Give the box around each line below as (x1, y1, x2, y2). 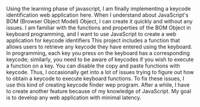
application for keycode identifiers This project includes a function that (6, 37, 180, 44)
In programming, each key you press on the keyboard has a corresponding (6, 50, 190, 56)
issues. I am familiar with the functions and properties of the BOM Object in (6, 24, 191, 31)
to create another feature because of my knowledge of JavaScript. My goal (6, 88, 192, 94)
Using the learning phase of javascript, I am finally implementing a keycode (6, 5, 191, 12)
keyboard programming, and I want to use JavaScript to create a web (6, 30, 177, 38)
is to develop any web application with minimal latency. (6, 94, 141, 101)
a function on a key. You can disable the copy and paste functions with (6, 62, 180, 69)
